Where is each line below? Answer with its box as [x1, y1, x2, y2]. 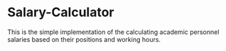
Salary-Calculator [7, 4, 114, 21]
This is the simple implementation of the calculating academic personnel [7, 28, 220, 36]
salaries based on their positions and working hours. [7, 35, 161, 43]
